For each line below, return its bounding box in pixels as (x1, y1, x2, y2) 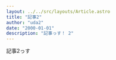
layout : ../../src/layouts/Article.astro (6, 8, 111, 15)
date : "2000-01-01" (6, 25, 55, 31)
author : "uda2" (6, 19, 44, 25)
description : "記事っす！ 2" (6, 31, 74, 36)
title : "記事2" (6, 14, 42, 20)
